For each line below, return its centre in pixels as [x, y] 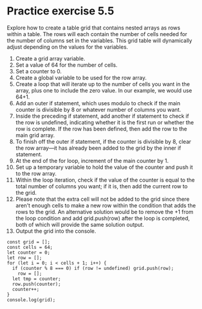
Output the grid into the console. [56, 231]
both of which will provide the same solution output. [80, 224]
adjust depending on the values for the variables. [68, 47]
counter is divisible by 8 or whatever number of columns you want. [98, 109]
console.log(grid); [31, 300]
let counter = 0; [29, 252]
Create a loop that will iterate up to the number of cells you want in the [103, 84]
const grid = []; [29, 242]
